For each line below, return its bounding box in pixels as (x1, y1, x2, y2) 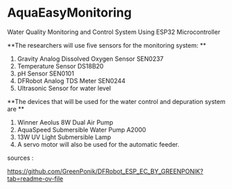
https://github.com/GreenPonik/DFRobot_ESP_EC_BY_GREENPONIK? (7, 167, 204, 175)
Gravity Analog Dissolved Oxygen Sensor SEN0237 (17, 54, 164, 63)
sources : (7, 154, 34, 162)
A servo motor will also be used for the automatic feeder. (17, 140, 180, 148)
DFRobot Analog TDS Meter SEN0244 (17, 76, 126, 84)
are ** (7, 105, 25, 113)
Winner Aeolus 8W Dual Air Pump (17, 118, 114, 126)
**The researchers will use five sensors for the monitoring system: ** (7, 41, 206, 49)
